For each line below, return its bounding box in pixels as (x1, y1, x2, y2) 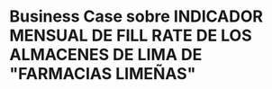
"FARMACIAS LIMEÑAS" (9, 64, 196, 85)
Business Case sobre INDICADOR (9, 6, 264, 27)
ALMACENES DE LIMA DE (9, 45, 203, 65)
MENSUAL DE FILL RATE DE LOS (9, 25, 252, 46)
